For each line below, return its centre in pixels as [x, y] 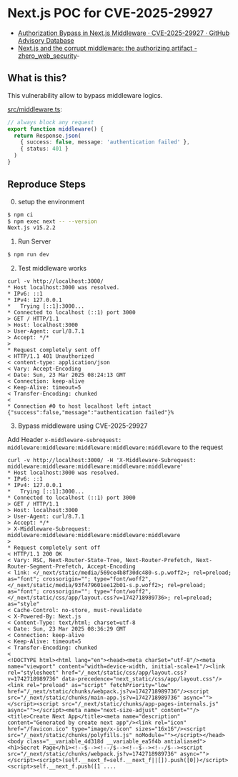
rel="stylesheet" [33, 673]
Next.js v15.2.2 [31, 228]
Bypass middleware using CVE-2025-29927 [83, 426]
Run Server [34, 241]
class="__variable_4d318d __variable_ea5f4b [94, 742]
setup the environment [51, 201]
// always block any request [51, 122]
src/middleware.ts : [35, 109]
